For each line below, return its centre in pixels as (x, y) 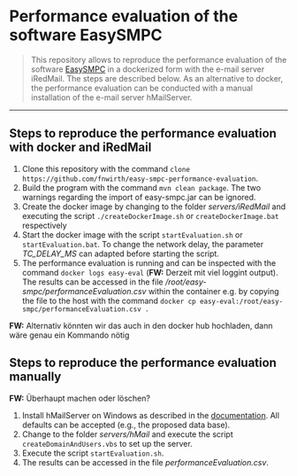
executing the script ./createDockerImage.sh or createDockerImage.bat (150, 215)
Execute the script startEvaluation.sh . (93, 453)
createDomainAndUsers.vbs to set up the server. (107, 443)
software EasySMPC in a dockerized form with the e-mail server (148, 69)
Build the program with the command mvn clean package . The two (141, 187)
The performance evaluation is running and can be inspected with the (149, 262)
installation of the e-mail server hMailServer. (111, 97)
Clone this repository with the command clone (106, 168)
